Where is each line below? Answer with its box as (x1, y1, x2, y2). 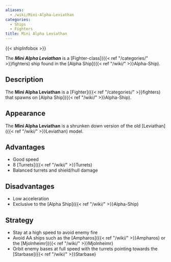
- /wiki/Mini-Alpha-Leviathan (10, 12, 74, 17)
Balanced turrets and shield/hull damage (12, 167, 98, 174)
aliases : (5, 7, 24, 13)
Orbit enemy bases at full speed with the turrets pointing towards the (12, 246, 158, 252)
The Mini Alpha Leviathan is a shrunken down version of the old (5, 123, 141, 129)
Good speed (12, 156, 39, 162)
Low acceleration (12, 196, 50, 202)
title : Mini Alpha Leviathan (5, 31, 67, 36)
